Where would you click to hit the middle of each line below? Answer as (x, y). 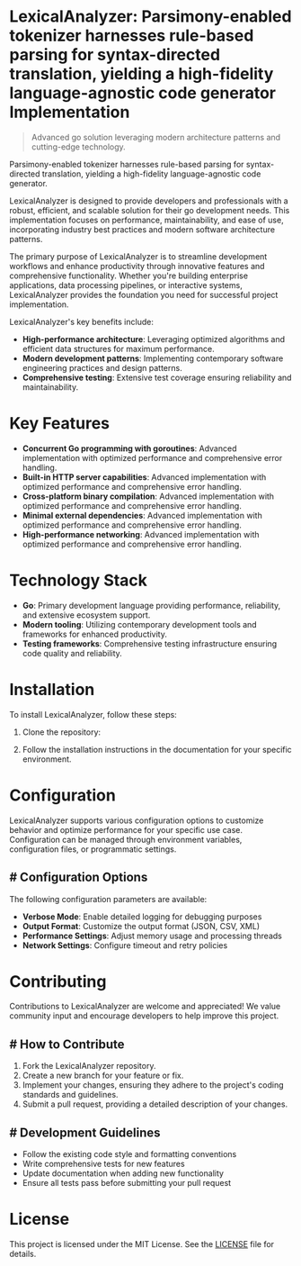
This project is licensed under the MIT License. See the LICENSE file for (142, 1244)
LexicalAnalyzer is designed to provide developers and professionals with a (149, 201)
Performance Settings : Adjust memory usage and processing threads (152, 936)
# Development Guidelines (85, 1132)
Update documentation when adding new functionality (123, 1173)
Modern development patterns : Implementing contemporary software (153, 358)
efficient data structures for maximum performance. (119, 348)
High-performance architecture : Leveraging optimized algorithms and (154, 339)
